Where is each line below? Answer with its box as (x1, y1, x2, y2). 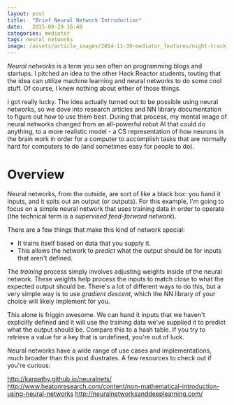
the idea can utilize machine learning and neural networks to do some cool (7, 77, 222, 84)
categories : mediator (7, 29, 71, 37)
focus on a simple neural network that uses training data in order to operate (7, 204, 225, 213)
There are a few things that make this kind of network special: (7, 225, 185, 234)
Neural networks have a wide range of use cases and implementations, (7, 346, 212, 355)
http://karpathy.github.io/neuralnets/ (7, 374, 112, 383)
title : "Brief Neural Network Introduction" (7, 17, 142, 24)
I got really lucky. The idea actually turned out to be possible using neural (7, 98, 219, 105)
